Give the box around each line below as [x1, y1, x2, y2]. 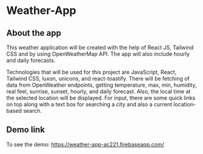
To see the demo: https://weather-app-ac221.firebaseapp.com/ [6, 141, 165, 148]
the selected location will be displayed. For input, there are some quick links [6, 95, 196, 101]
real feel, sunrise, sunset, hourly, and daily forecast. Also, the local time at [6, 88, 191, 95]
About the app [6, 28, 62, 38]
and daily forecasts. [6, 57, 56, 64]
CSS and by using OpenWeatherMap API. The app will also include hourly [6, 50, 190, 58]
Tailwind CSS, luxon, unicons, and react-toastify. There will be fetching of [6, 75, 190, 82]
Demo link [6, 125, 45, 135]
